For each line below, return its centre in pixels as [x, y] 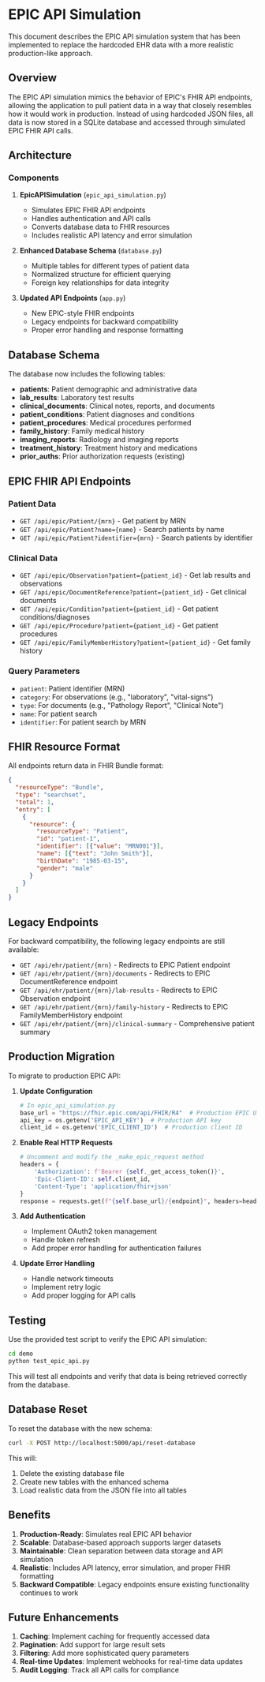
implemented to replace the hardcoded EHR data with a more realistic [121, 44]
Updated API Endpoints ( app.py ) [73, 298]
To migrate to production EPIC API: [65, 1076]
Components [34, 178]
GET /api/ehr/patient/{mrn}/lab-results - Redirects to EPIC [119, 990]
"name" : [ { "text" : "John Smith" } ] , [95, 854]
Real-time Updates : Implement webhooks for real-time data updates [131, 1661]
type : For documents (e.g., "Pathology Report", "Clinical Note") [121, 705]
